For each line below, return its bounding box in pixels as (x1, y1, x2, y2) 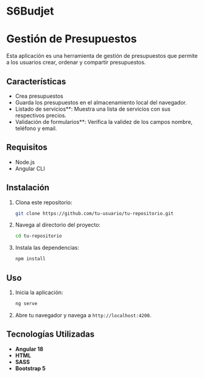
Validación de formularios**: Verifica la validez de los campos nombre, (15, 118, 193, 125)
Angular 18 (15, 345, 44, 352)
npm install (15, 256, 46, 262)
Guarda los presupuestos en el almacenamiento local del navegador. (15, 98, 188, 106)
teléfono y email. (15, 125, 57, 132)
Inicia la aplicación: (15, 289, 63, 296)
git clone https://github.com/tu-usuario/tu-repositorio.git (15, 210, 174, 216)
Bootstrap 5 (15, 365, 46, 372)
